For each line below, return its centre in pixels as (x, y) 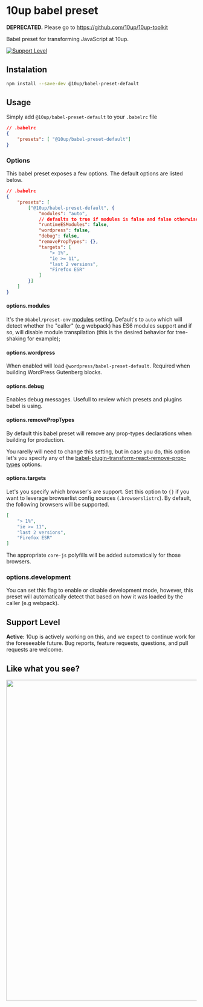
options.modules (28, 306)
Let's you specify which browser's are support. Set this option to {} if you (98, 491)
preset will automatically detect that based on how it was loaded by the (95, 597)
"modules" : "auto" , (63, 213)
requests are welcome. (35, 650)
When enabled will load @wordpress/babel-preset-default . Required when (98, 366)
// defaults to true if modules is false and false (105, 219)
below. (14, 180)
